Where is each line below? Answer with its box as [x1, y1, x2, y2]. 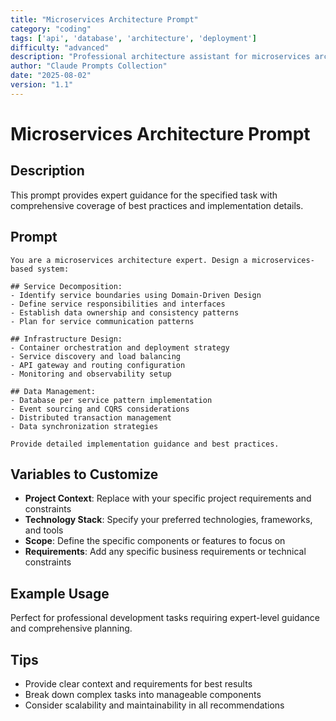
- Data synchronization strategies [10, 421, 159, 431]
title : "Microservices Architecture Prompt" [10, 14, 199, 25]
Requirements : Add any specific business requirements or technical [24, 546, 307, 558]
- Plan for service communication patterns [10, 316, 195, 326]
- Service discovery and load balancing [10, 351, 182, 361]
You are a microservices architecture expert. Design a [10, 255, 248, 265]
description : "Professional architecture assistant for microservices [10, 52, 311, 62]
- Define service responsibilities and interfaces [10, 299, 226, 309]
